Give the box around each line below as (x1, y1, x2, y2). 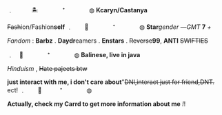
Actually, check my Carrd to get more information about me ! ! (7, 100, 186, 108)
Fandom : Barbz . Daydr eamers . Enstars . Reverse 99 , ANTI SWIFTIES (7, 36, 209, 45)
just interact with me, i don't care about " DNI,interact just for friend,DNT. (7, 78, 215, 86)
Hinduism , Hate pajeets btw (7, 65, 88, 72)
